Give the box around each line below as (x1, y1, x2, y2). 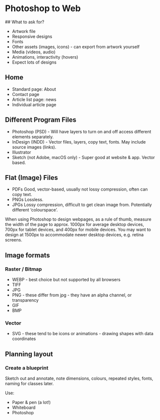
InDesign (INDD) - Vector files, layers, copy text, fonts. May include (12, 139, 146, 145)
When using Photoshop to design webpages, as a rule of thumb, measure (5, 216, 151, 222)
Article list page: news (12, 97, 57, 102)
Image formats (5, 251, 50, 259)
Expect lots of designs (12, 59, 57, 65)
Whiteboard (12, 404, 36, 410)
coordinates (12, 336, 36, 342)
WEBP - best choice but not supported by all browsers (12, 277, 121, 283)
